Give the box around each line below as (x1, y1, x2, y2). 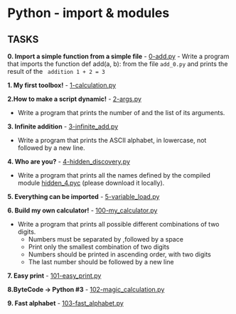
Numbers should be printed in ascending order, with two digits (28, 250, 211, 259)
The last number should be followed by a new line (28, 258, 174, 266)
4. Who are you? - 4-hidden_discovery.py (7, 158, 130, 166)
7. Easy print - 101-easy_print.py (7, 271, 102, 280)
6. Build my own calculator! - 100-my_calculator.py (7, 206, 158, 215)
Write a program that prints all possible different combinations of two (17, 220, 220, 228)
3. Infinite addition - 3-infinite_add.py (7, 122, 119, 131)
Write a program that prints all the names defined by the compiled (17, 171, 211, 179)
